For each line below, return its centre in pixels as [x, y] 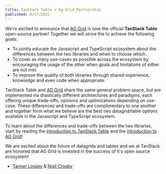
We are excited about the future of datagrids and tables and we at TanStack [83, 146]
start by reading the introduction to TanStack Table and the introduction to [81, 131]
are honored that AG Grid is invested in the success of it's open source [78, 151]
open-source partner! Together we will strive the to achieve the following [80, 34]
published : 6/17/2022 [28, 14]
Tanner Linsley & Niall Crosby [42, 166]
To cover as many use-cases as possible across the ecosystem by [81, 59]
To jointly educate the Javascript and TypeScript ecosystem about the [84, 49]
